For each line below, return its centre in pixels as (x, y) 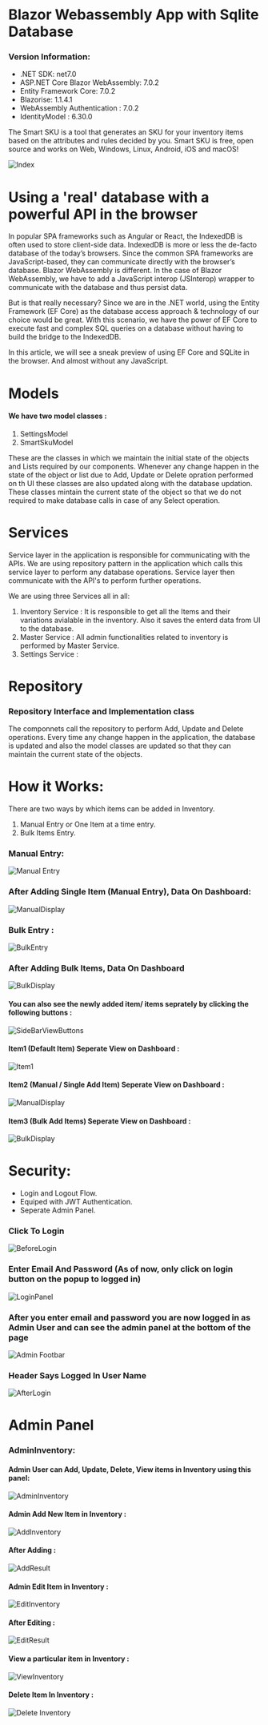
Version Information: (49, 57)
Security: (40, 1171)
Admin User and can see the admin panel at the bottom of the (130, 1327)
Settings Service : (49, 653)
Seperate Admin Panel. (58, 1210)
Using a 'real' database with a (109, 197)
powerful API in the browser (103, 214)
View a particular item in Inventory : (69, 1659)
